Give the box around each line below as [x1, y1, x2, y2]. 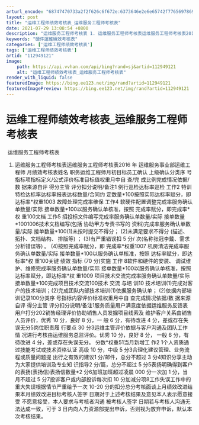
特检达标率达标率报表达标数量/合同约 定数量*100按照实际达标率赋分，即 [14, 191, 191, 198]
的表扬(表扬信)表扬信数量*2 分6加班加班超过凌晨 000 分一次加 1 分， [14, 368, 183, 375]
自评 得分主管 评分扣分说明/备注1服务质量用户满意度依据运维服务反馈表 [14, 301, 188, 308]
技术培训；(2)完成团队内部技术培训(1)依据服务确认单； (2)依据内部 [25, 286, 187, 294]
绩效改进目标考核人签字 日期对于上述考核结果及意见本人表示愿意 [30, 390, 188, 397]
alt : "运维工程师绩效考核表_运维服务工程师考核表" [17, 69, 126, 75]
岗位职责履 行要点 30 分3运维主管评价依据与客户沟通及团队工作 [33, 324, 188, 331]
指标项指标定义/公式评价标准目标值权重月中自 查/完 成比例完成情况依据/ [14, 176, 190, 183]
